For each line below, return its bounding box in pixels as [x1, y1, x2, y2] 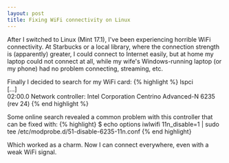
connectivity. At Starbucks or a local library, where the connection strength [7, 42, 220, 51]
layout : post [7, 10, 45, 17]
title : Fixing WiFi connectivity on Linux [7, 16, 131, 23]
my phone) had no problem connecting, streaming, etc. [7, 64, 164, 73]
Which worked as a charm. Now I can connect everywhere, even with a [7, 140, 209, 149]
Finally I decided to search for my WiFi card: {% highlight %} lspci [7, 77, 194, 86]
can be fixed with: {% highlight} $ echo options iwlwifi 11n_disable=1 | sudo [7, 120, 220, 128]
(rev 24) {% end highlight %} [7, 99, 89, 108]
